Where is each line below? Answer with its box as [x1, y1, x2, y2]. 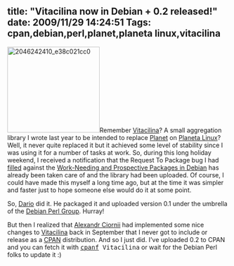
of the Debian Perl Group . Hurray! [7, 207, 105, 215]
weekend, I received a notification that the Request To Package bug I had [7, 156, 219, 164]
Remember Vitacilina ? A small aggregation [99, 126, 222, 134]
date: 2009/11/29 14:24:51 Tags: [7, 17, 152, 29]
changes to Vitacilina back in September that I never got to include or [7, 228, 208, 236]
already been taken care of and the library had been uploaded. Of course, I [7, 170, 224, 179]
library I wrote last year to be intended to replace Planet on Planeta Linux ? [7, 133, 221, 141]
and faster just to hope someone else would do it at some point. [7, 186, 192, 194]
